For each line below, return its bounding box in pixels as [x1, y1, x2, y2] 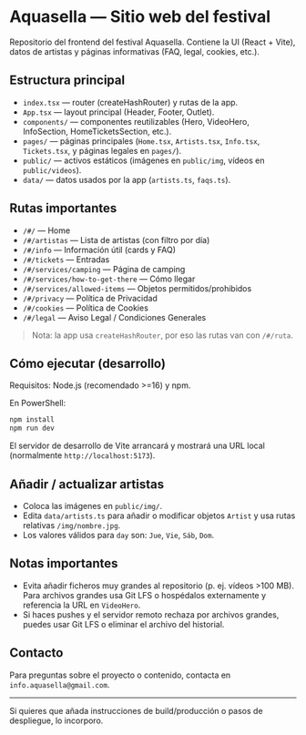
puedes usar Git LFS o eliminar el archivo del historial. [22, 618, 225, 629]
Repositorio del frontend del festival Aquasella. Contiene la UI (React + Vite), [9, 36, 296, 47]
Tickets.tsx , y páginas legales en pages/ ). [22, 145, 182, 156]
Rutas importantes [9, 200, 117, 216]
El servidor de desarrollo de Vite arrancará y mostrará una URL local [9, 440, 266, 452]
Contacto [9, 645, 64, 661]
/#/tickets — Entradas [22, 253, 110, 265]
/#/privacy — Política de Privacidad [22, 292, 158, 303]
